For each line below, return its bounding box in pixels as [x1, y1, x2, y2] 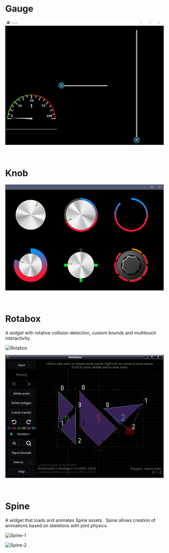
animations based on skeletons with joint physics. [5, 522, 108, 528]
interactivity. [5, 335, 31, 341]
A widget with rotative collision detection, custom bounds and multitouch [5, 330, 156, 336]
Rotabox [5, 313, 41, 325]
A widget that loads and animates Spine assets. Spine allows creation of [5, 517, 156, 523]
